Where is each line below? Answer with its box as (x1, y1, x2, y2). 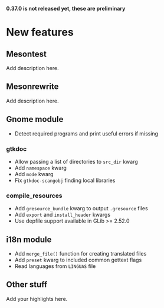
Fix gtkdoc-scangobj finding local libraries (14, 177, 116, 184)
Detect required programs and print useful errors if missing (14, 130, 158, 137)
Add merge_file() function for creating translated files (14, 250, 147, 257)
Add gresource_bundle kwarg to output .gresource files (14, 205, 149, 212)
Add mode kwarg (14, 170, 54, 177)
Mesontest (6, 49, 47, 59)
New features (6, 26, 74, 39)
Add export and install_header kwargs (14, 211, 111, 218)
